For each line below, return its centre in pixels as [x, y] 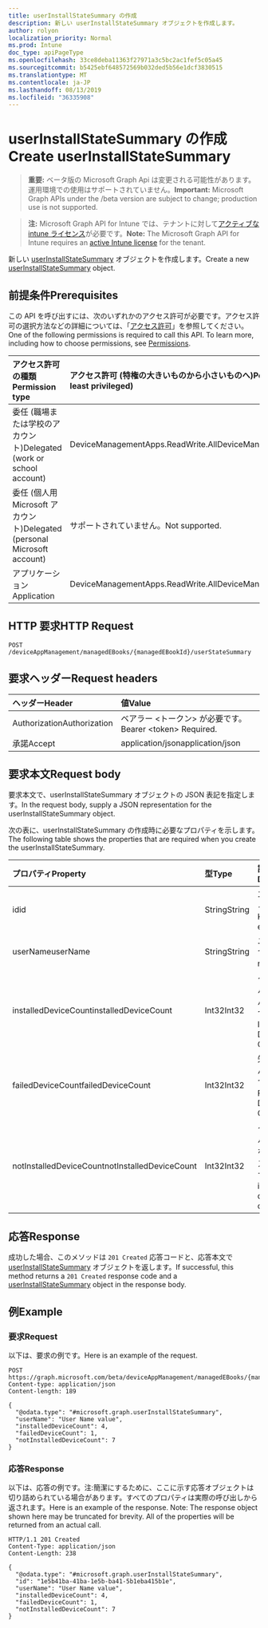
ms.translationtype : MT [48, 75]
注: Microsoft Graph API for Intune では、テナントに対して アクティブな [144, 223]
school [25, 468]
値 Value [136, 703]
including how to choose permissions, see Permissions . [100, 343]
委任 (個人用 [35, 493]
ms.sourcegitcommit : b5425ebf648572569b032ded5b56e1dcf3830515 [116, 68]
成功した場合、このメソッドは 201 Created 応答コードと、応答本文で [121, 1257]
